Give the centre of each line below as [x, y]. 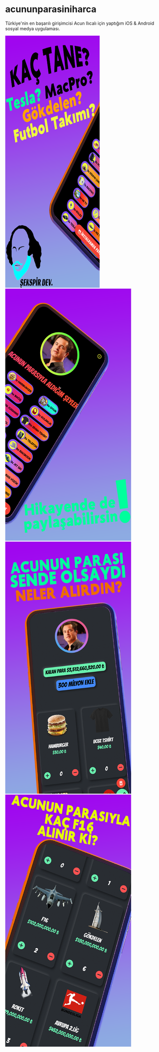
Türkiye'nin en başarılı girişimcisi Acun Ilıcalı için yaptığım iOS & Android [80, 23]
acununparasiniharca [51, 9]
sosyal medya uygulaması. [33, 28]
